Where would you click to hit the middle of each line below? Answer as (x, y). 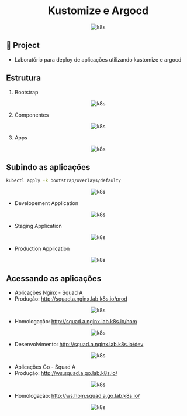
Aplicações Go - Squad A (45, 367)
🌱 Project (23, 45)
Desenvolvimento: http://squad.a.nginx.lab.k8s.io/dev (79, 345)
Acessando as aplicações (53, 279)
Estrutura (24, 78)
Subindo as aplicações (48, 167)
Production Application (42, 249)
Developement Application (46, 203)
